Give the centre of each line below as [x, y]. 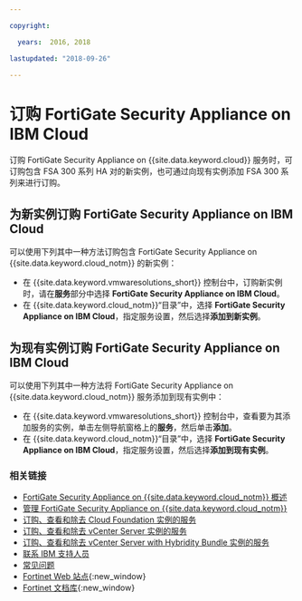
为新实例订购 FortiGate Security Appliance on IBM [151, 214]
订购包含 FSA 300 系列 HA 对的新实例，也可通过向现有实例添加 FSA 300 [144, 171]
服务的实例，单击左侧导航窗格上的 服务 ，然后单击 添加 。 [133, 427]
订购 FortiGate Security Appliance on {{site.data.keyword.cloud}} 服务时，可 [151, 160]
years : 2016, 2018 [54, 42]
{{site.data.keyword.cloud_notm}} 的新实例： [93, 263]
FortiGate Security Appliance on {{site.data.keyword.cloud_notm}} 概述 [155, 497]
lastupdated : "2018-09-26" [60, 58]
